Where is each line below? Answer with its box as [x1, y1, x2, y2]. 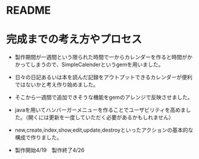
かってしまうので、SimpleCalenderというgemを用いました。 [14, 61, 164, 68]
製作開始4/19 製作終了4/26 [14, 146, 85, 154]
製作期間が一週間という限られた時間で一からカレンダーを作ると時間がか [14, 54, 192, 61]
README [6, 4, 51, 17]
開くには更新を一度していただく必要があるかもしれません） [27, 114, 174, 121]
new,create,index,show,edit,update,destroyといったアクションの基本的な [14, 126, 194, 134]
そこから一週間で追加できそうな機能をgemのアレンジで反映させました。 [14, 93, 193, 101]
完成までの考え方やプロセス [6, 33, 142, 46]
